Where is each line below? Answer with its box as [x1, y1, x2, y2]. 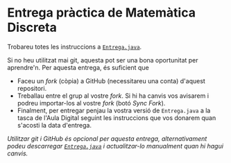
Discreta [7, 19, 58, 35]
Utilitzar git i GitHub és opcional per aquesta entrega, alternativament [7, 134, 207, 143]
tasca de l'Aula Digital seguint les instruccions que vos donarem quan [17, 113, 216, 122]
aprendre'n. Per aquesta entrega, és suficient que [7, 63, 149, 71]
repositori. [17, 84, 47, 92]
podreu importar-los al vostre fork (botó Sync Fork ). [17, 98, 166, 107]
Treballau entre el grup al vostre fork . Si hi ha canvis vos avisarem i [17, 92, 209, 100]
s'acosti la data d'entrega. [17, 121, 92, 129]
